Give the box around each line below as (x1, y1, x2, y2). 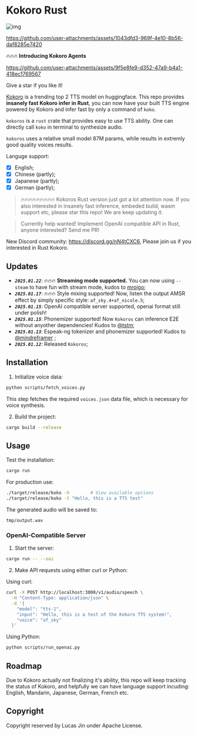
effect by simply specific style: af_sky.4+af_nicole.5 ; (14, 296, 145, 303)
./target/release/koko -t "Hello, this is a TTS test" (6, 495, 143, 502)
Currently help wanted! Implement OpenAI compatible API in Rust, (20, 220, 181, 227)
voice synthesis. (6, 401, 46, 409)
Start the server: (14, 544, 55, 552)
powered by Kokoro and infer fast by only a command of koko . (6, 106, 156, 113)
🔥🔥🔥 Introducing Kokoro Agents (6, 52, 86, 59)
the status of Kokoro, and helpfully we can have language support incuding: (6, 682, 190, 690)
